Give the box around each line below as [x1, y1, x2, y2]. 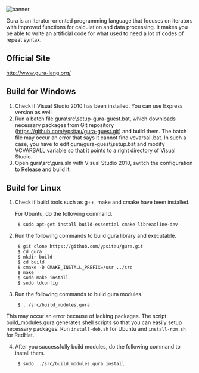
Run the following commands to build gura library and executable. [14, 232, 177, 240]
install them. [14, 349, 45, 357]
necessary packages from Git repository [14, 121, 114, 128]
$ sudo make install [17, 275, 69, 281]
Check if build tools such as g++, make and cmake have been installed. [14, 198, 190, 206]
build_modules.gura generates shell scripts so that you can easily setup [6, 319, 182, 326]
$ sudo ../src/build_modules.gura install [17, 361, 125, 367]
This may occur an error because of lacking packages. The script [6, 313, 167, 320]
